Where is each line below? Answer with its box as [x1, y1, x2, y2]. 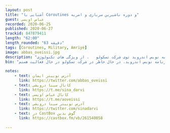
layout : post [5, 7, 33, 13]
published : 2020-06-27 [5, 26, 53, 31]
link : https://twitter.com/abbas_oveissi [18, 78, 108, 83]
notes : [5, 69, 19, 74]
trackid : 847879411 [5, 31, 47, 36]
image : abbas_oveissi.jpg [5, 50, 60, 55]
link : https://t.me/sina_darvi [18, 87, 85, 93]
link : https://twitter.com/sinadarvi [18, 106, 99, 111]
